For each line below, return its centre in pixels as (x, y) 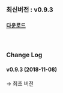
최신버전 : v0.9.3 (30, 9)
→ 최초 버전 (20, 84)
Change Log (24, 55)
